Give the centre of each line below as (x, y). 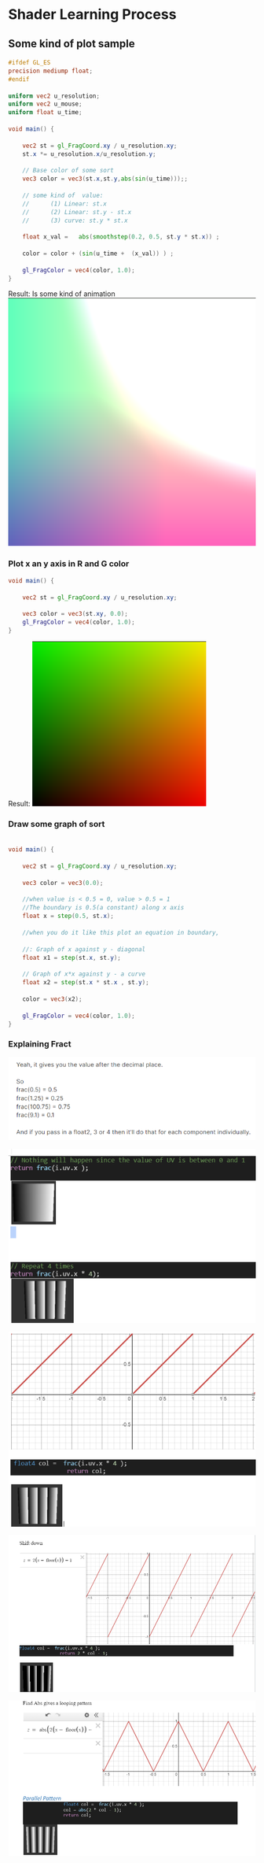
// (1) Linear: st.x (65, 204)
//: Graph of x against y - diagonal (84, 949)
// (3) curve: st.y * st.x (75, 220)
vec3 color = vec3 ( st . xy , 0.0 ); (75, 614)
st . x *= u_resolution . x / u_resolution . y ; (89, 154)
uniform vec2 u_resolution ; (54, 96)
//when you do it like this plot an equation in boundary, (121, 932)
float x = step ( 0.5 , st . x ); (68, 916)
